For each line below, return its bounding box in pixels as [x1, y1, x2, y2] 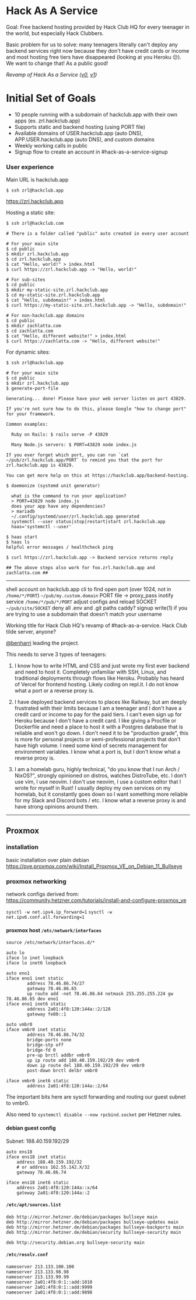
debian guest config [6, 1124, 56, 1131]
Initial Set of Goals [6, 92, 96, 105]
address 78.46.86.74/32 [27, 1032, 85, 1038]
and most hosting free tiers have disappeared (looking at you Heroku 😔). [6, 53, 182, 60]
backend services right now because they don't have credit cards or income [6, 47, 190, 54]
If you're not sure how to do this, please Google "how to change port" [6, 406, 187, 412]
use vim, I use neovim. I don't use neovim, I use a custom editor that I [14, 778, 181, 785]
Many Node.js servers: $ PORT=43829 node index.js [11, 442, 137, 448]
